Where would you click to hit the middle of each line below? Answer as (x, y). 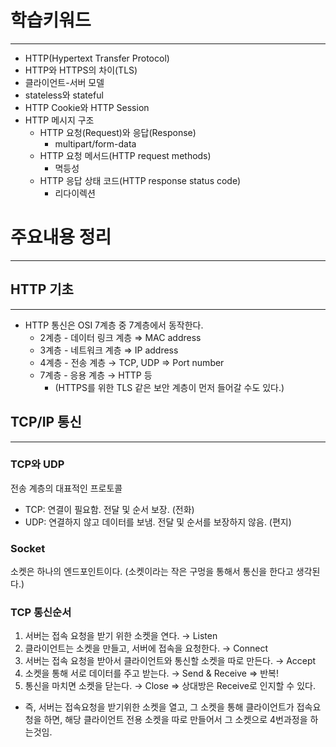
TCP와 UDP (37, 464)
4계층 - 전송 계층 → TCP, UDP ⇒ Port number (132, 362)
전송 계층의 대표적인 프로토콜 (66, 488)
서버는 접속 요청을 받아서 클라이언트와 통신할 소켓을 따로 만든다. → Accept (170, 661)
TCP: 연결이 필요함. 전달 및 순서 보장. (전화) (109, 509)
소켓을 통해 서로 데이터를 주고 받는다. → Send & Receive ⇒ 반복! (152, 673)
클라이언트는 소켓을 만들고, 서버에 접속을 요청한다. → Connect (146, 648)
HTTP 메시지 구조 (59, 120)
